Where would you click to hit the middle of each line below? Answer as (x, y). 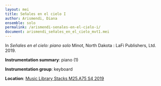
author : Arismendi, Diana (31, 18)
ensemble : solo (20, 23)
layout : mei (17, 9)
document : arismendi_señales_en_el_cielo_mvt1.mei (57, 32)
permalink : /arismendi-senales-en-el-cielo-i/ (53, 27)
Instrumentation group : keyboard (39, 69)
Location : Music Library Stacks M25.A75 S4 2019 (55, 78)
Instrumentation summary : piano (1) (42, 60)
